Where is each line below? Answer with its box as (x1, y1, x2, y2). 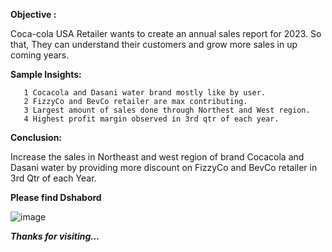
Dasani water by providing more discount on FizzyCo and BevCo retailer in (10, 162, 318, 173)
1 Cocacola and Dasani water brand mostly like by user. (23, 88, 267, 98)
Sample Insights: (10, 69, 82, 80)
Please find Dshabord (10, 192, 102, 203)
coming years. (10, 49, 70, 61)
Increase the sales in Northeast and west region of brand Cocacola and (10, 151, 305, 163)
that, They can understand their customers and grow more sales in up (10, 39, 298, 50)
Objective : (10, 9, 57, 20)
